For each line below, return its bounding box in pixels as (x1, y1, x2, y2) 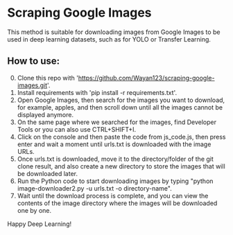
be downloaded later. (17, 169, 78, 177)
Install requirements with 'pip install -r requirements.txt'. (17, 88, 178, 96)
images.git (17, 81, 48, 89)
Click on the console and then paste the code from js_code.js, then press (17, 132, 226, 141)
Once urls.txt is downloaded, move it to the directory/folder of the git (17, 155, 214, 163)
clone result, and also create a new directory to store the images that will (17, 162, 225, 171)
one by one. (17, 206, 52, 214)
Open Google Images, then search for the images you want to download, (17, 96, 225, 104)
